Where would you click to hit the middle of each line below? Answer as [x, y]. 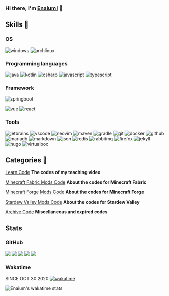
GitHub [14, 242]
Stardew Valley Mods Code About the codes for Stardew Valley [73, 202]
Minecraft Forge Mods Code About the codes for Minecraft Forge [75, 192]
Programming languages [36, 63]
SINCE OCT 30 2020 [27, 279]
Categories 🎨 [26, 160]
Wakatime [18, 267]
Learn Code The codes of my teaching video [53, 172]
